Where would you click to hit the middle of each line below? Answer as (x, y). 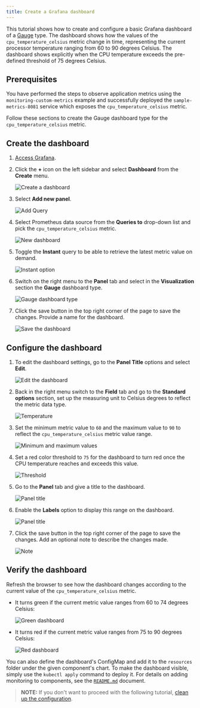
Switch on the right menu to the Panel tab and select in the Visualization (104, 282)
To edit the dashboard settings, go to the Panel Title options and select (102, 362)
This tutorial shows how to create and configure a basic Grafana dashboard (99, 29)
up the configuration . (47, 698)
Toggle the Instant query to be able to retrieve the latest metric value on (104, 252)
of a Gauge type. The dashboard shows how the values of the (82, 35)
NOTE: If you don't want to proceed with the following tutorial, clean (104, 692)
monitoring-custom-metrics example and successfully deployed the (89, 100)
